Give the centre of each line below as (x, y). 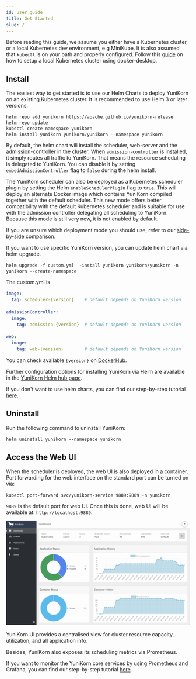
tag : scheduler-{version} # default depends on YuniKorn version (96, 300)
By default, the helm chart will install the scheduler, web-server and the (92, 146)
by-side (15, 236)
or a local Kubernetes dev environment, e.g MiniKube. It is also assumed (93, 48)
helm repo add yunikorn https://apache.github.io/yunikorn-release (90, 117)
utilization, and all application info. (47, 640)
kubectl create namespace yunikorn (49, 129)
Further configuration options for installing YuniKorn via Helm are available (95, 371)
